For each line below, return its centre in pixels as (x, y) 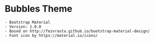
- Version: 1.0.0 (23, 27)
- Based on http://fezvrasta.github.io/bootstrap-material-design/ (77, 31)
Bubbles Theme (38, 9)
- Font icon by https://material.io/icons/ (51, 35)
